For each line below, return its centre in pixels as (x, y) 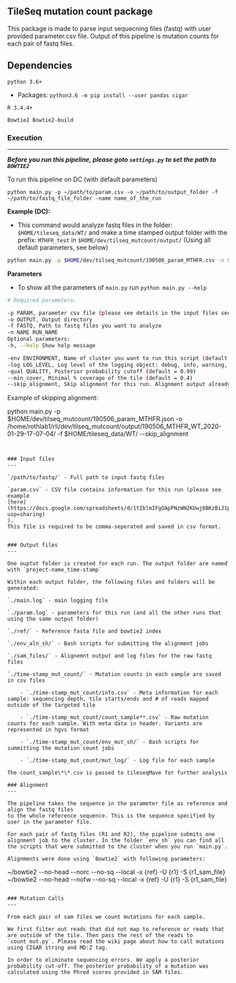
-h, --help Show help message (52, 346)
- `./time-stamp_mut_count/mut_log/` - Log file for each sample (118, 761)
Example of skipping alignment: (53, 398)
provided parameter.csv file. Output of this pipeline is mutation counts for (113, 36)
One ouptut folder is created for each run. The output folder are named (118, 564)
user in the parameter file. (50, 822)
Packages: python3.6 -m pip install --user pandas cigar (103, 95)
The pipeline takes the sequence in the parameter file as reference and (118, 804)
